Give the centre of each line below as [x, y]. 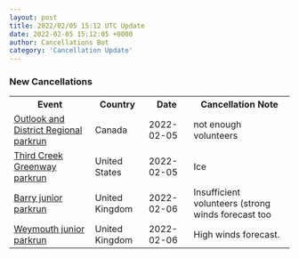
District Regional [48, 130]
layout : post [33, 17]
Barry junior [38, 198]
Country [117, 105]
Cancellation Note [239, 105]
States [108, 173]
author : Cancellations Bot [59, 42]
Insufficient [217, 192]
